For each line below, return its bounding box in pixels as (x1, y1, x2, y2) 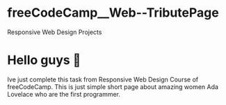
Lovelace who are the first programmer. (7, 90, 120, 98)
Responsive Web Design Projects (7, 28, 102, 36)
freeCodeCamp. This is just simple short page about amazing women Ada (7, 82, 219, 91)
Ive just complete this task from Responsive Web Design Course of (7, 75, 199, 83)
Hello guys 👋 (7, 52, 81, 68)
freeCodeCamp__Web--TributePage (7, 5, 219, 21)
